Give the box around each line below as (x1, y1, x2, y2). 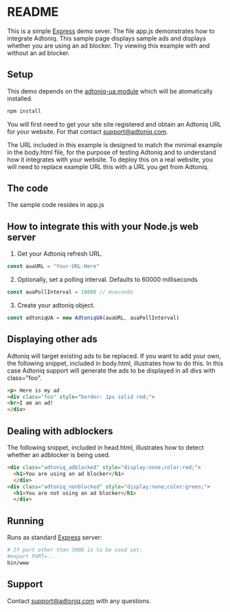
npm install (7, 107, 41, 114)
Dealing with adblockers (7, 425, 113, 437)
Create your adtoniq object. (16, 301, 95, 309)
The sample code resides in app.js (7, 201, 104, 209)
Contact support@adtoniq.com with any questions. (7, 596, 151, 605)
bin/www (7, 559, 30, 566)
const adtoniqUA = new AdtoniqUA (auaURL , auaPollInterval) (7, 314, 180, 321)
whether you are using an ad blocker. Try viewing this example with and (7, 41, 210, 50)
